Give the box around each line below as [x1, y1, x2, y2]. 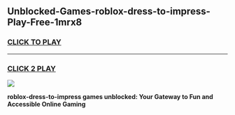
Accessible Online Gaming [7, 100, 86, 108]
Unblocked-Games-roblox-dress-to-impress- [7, 6, 211, 17]
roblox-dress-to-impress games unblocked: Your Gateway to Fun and [7, 92, 213, 100]
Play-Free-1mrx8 [7, 17, 83, 29]
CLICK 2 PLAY [7, 63, 56, 73]
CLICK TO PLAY [7, 38, 62, 47]
